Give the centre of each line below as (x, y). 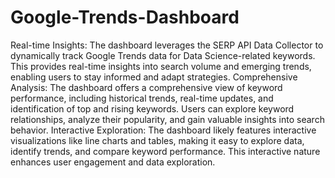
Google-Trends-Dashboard (125, 17)
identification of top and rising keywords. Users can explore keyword (152, 108)
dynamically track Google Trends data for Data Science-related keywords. (163, 55)
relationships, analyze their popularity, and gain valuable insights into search (167, 119)
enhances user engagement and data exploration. (113, 162)
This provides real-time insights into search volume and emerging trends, (161, 66)
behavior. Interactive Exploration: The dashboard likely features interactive (163, 130)
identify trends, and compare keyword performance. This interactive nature (165, 151)
